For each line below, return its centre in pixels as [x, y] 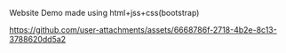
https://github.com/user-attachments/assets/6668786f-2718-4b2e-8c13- [143, 30]
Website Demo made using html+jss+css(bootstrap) [104, 13]
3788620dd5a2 [38, 39]
